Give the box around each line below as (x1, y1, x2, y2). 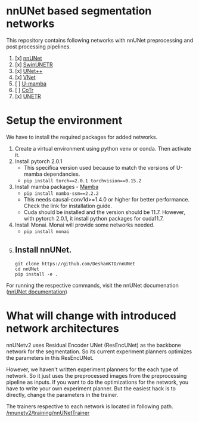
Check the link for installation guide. (23, 202, 112, 209)
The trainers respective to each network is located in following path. (6, 402, 174, 410)
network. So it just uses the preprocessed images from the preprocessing (6, 372, 187, 379)
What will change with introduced (6, 309, 177, 322)
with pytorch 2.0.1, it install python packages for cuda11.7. (23, 215, 164, 222)
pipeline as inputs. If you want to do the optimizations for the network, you (6, 378, 189, 386)
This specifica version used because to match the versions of (23, 164, 175, 171)
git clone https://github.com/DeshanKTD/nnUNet (14, 261, 135, 267)
